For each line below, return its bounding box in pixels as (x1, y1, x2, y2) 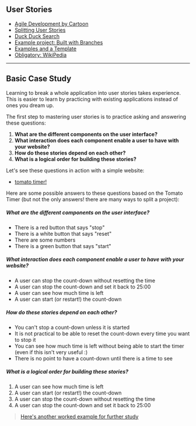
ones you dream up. (6, 102, 54, 109)
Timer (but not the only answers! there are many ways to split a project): (6, 195, 180, 202)
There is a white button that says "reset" (14, 230, 112, 237)
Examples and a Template (14, 45, 77, 52)
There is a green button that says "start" (14, 242, 112, 249)
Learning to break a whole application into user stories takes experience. (6, 89, 181, 96)
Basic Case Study (6, 74, 72, 84)
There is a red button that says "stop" (14, 224, 105, 231)
